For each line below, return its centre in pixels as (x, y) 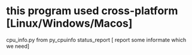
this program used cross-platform (92, 11)
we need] (18, 46)
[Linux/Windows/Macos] (69, 23)
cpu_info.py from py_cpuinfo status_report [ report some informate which (96, 40)
